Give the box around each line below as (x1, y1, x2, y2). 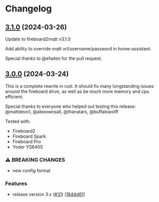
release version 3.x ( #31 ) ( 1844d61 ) (12, 192, 85, 198)
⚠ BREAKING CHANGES (5, 156, 65, 163)
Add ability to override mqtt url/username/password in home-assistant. (5, 46, 151, 51)
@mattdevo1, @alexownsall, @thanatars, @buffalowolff (5, 108, 118, 115)
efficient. (5, 93, 23, 100)
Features (5, 180, 27, 187)
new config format (12, 168, 51, 174)
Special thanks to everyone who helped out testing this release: (5, 103, 136, 109)
